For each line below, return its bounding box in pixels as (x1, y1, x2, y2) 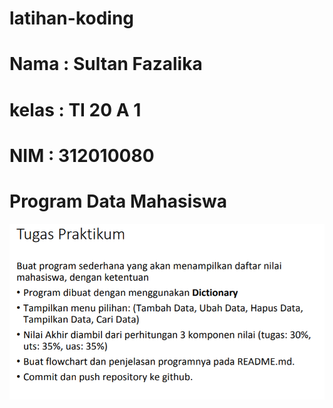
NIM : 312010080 (9, 144, 155, 167)
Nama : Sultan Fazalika (9, 53, 203, 76)
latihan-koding (9, 7, 135, 30)
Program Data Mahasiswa (9, 190, 227, 212)
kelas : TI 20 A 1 (9, 98, 142, 121)
